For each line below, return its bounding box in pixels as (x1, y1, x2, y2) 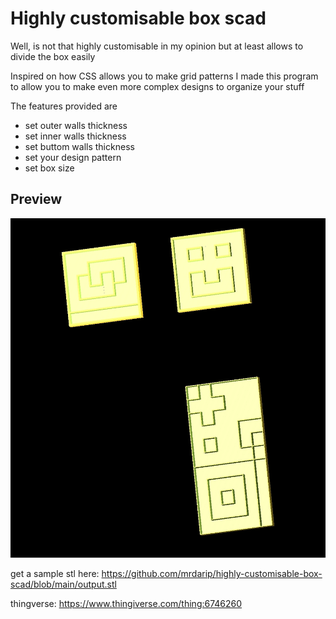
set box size (24, 162, 75, 174)
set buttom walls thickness (24, 140, 135, 152)
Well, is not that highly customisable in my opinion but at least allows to (10, 40, 304, 52)
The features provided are (10, 100, 118, 112)
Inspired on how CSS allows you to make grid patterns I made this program (10, 70, 319, 82)
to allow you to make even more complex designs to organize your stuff (10, 80, 305, 92)
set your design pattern (24, 151, 122, 163)
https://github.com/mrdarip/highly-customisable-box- (101, 568, 323, 579)
